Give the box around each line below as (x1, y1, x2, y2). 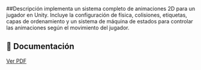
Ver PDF (6, 57, 27, 65)
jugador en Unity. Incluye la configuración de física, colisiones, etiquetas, (6, 11, 187, 19)
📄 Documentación (6, 41, 74, 51)
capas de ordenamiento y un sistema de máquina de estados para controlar (6, 18, 193, 25)
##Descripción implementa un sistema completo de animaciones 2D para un (6, 5, 196, 12)
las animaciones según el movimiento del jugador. (6, 24, 130, 31)
